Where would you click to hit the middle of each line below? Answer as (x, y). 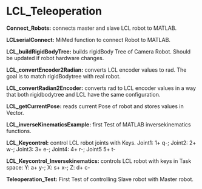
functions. (19, 131)
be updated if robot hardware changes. (55, 58)
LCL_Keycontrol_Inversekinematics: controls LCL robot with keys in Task (99, 161)
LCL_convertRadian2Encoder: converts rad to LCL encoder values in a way (101, 88)
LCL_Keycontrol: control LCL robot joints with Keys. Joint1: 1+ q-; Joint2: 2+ (101, 143)
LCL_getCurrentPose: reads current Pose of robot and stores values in (95, 106)
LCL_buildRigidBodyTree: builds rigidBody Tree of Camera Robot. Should (99, 51)
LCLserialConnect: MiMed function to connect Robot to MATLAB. (89, 40)
